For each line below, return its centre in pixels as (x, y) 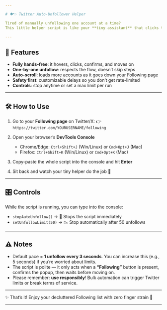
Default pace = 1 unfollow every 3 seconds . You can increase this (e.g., (86, 256)
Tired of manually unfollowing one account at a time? (63, 23)
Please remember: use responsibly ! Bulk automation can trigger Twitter (86, 278)
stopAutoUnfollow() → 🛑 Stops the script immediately (67, 216)
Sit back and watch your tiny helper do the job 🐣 (61, 171)
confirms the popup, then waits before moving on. (64, 272)
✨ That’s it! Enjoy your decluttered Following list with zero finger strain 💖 (79, 297)
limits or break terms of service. (45, 283)
